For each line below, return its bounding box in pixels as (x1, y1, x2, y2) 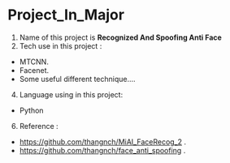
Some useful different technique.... (19, 74, 136, 84)
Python (19, 105, 44, 115)
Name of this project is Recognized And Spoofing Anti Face (19, 32, 223, 42)
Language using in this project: (19, 89, 124, 99)
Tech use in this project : (19, 41, 102, 50)
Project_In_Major (7, 6, 125, 24)
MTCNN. (19, 57, 50, 66)
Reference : (19, 121, 59, 131)
